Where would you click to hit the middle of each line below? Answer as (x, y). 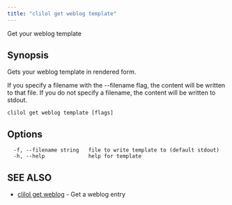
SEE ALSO (30, 178)
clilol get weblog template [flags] (60, 113)
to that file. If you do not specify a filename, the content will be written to (111, 93)
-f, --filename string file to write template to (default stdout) (116, 150)
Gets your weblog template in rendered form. (72, 72)
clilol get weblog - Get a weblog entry (71, 195)
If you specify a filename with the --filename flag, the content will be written (116, 85)
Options (25, 134)
